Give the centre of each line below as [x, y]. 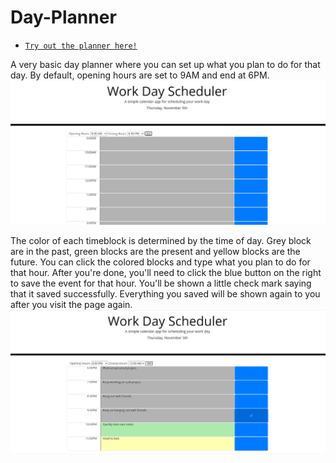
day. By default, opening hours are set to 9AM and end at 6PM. [140, 75]
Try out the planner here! [81, 46]
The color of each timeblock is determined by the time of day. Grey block [161, 240]
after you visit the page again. [71, 304]
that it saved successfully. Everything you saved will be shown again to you [165, 293]
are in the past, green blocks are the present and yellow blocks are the [155, 251]
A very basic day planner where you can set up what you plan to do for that [165, 64]
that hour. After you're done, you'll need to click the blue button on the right [166, 272]
